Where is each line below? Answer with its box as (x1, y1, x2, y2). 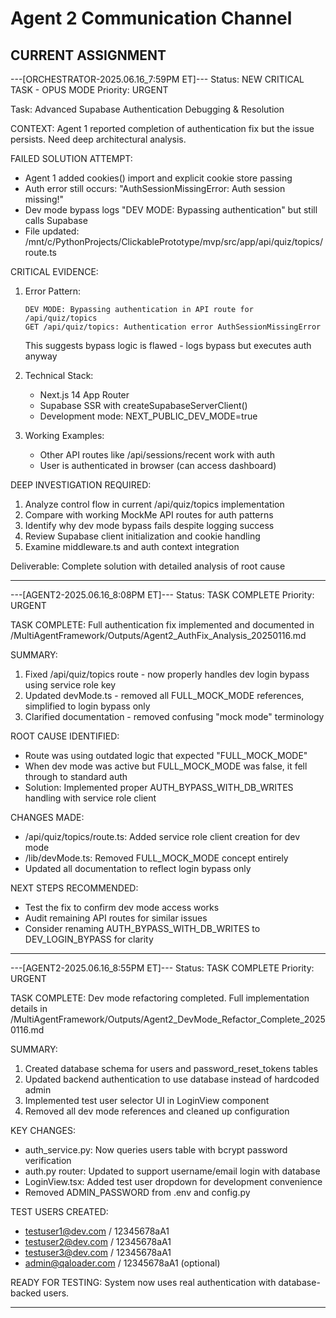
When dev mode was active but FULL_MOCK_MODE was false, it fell (24, 760, 308, 772)
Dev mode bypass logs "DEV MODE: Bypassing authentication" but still (24, 204, 318, 216)
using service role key (24, 679, 117, 691)
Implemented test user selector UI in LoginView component (24, 1095, 270, 1106)
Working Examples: (24, 430, 105, 441)
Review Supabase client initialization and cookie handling (24, 530, 261, 542)
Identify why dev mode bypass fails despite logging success (24, 520, 275, 531)
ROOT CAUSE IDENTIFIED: (10, 730, 120, 742)
